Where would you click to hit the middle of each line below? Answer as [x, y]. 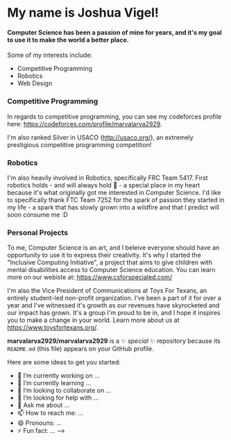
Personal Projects [37, 232]
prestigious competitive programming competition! [79, 144]
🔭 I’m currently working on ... [58, 375]
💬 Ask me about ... [43, 405]
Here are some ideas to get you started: [64, 362]
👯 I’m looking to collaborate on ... [64, 391]
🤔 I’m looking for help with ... [58, 398]
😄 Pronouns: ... [40, 423]
